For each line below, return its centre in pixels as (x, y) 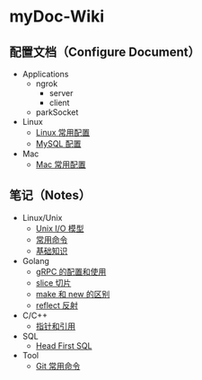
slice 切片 (53, 283)
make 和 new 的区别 (73, 294)
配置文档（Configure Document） (105, 52)
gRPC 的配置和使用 (71, 271)
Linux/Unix (42, 217)
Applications (45, 74)
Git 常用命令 (58, 366)
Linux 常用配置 (63, 133)
